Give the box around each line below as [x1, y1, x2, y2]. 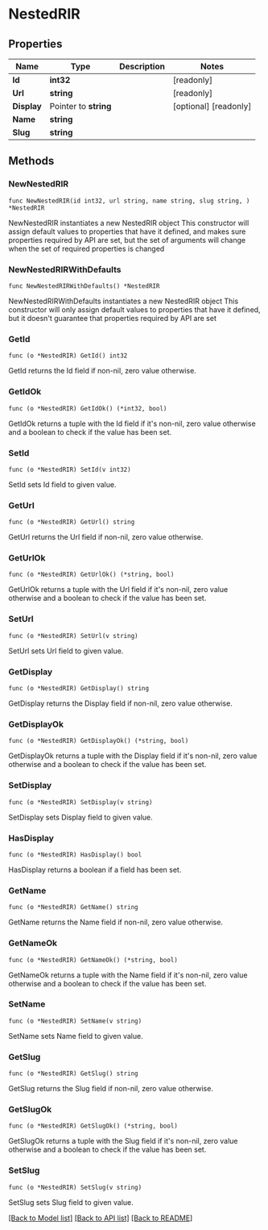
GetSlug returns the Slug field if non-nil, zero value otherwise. [8, 1084, 213, 1094]
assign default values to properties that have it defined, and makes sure [8, 227, 246, 236]
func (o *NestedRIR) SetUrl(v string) [8, 632, 138, 640]
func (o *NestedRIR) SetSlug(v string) [8, 1183, 142, 1191]
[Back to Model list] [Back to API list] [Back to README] [8, 1213, 193, 1223]
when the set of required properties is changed [8, 244, 165, 253]
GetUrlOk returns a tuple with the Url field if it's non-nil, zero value [8, 585, 229, 594]
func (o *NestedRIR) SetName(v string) [8, 1017, 142, 1025]
